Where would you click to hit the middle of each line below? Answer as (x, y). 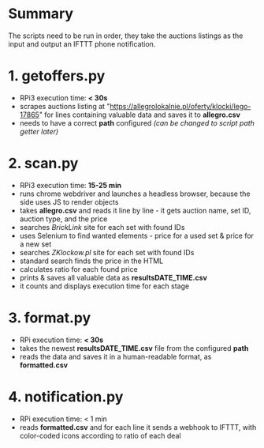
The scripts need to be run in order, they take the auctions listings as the (126, 36)
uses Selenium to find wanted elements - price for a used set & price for (137, 235)
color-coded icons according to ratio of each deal (100, 435)
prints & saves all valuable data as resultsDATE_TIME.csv (113, 277)
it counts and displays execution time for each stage (104, 286)
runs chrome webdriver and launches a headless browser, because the (135, 194)
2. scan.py (43, 164)
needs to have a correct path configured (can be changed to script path (137, 122)
